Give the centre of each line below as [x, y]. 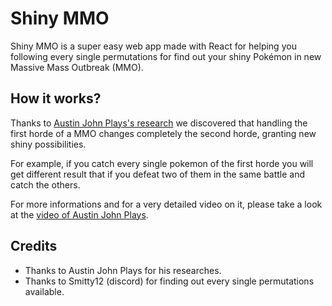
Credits [34, 246]
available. [44, 291]
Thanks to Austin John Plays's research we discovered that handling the [159, 123]
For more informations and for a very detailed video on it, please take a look [166, 204]
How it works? [56, 98]
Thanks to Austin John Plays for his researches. [123, 270]
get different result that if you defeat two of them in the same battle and [158, 174]
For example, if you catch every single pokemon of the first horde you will [162, 163]
